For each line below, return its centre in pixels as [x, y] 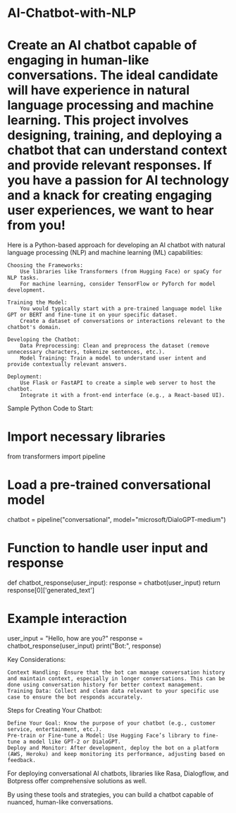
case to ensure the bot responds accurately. [75, 697]
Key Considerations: [37, 659]
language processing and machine [111, 106]
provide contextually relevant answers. [68, 364]
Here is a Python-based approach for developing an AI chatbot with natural [116, 245]
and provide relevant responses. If [110, 166]
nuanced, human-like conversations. [60, 802]
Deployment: [25, 377]
